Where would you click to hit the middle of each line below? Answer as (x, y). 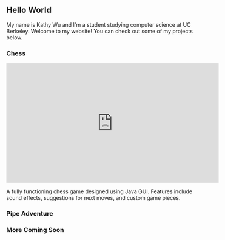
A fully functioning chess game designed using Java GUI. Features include (99, 191)
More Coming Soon (35, 230)
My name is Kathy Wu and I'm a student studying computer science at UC (99, 24)
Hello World (29, 10)
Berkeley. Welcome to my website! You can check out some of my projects (99, 31)
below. (15, 37)
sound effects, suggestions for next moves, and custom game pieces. (93, 198)
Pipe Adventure (30, 214)
